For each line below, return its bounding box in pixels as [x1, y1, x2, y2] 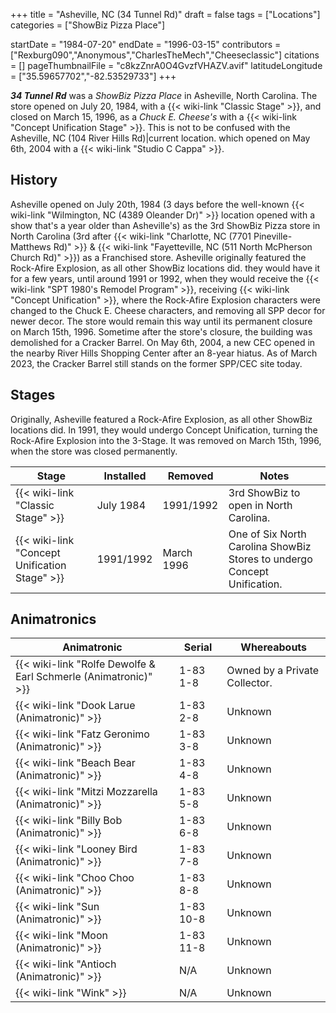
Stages [10, 387, 56, 404]
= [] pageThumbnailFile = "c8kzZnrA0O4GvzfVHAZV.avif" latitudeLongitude [10, 60, 323, 71]
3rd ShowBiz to [228, 485, 301, 499]
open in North [228, 498, 293, 512]
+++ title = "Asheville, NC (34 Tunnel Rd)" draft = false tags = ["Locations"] [10, 9, 321, 20]
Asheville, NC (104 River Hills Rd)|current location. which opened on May [10, 132, 311, 144]
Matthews [10, 240, 52, 253]
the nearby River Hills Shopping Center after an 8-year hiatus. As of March [10, 347, 318, 359]
